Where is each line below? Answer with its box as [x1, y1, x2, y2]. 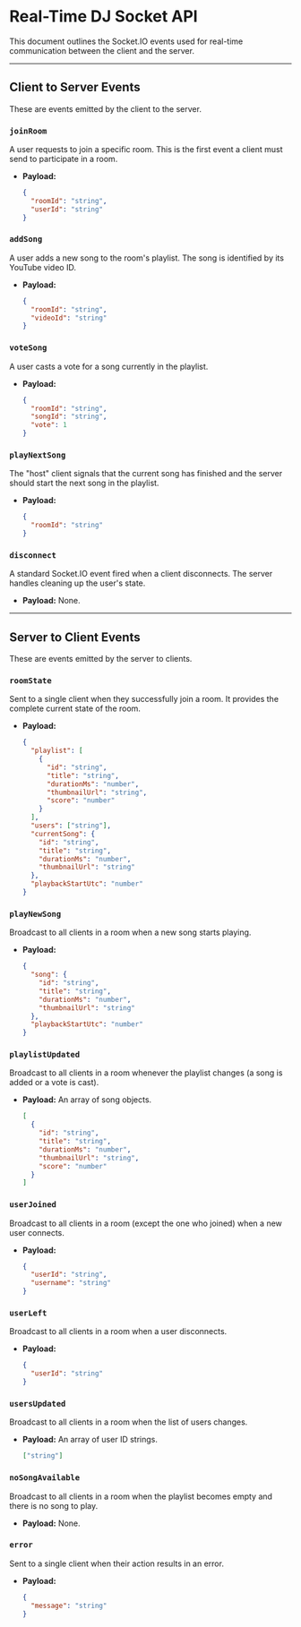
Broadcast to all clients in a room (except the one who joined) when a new [9, 1218, 282, 1229]
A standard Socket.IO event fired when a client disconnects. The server [9, 569, 273, 579]
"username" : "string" [30, 1279, 112, 1288]
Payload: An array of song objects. [21, 1094, 152, 1105]
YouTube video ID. [9, 261, 76, 272]
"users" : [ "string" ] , [30, 821, 112, 830]
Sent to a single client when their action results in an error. [9, 1558, 224, 1569]
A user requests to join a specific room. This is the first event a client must [9, 144, 283, 155]
